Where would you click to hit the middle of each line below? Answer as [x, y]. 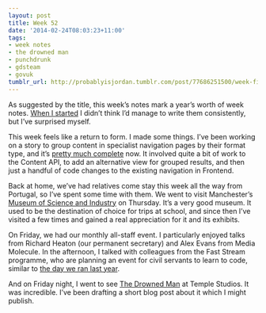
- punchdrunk [30, 60]
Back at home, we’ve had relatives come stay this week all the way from [125, 185]
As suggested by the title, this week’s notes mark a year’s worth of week [126, 105]
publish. [21, 300]
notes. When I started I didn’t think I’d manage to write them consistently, [127, 113]
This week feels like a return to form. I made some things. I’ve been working [132, 136]
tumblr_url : [28, 82]
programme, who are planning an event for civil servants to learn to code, [128, 260]
